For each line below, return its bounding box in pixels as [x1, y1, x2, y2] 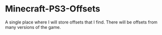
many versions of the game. [5, 24, 61, 30]
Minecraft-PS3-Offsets [5, 3, 101, 14]
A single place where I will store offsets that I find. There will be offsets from [5, 19, 158, 25]
